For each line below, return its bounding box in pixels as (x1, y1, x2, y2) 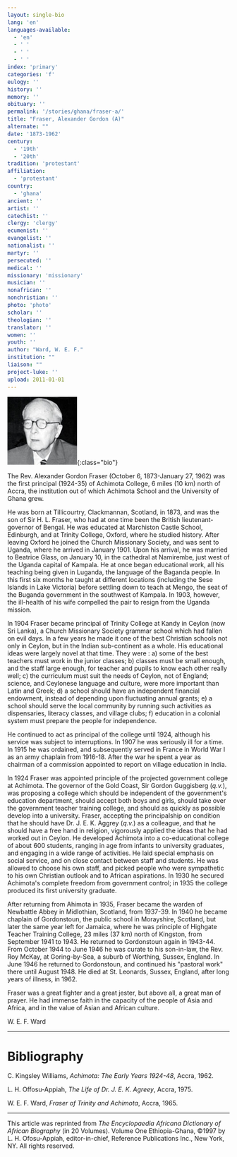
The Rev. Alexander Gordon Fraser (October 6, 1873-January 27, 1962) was (7, 471, 226, 480)
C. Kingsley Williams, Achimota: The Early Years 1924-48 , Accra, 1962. (7, 1072, 214, 1080)
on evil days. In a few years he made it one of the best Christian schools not (7, 634, 228, 642)
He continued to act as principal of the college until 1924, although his (7, 730, 211, 739)
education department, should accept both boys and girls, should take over (7, 796, 226, 804)
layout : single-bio (7, 11, 65, 18)
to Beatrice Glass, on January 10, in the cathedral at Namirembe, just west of (7, 552, 230, 561)
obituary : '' (7, 101, 46, 108)
